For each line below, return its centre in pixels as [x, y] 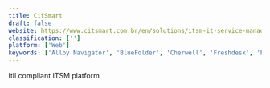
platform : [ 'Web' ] [39, 46]
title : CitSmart [35, 16]
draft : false [30, 23]
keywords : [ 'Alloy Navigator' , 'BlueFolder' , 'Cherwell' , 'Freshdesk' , [131, 53]
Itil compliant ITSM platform [54, 76]
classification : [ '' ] [45, 38]
